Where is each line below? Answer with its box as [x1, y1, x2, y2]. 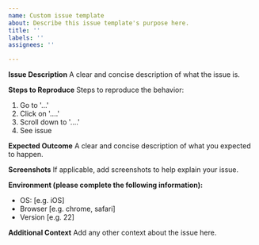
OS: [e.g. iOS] [19, 196, 65, 205]
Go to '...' [19, 101, 49, 110]
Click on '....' [19, 109, 60, 119]
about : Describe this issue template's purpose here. [8, 19, 190, 27]
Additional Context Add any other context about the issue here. [8, 228, 217, 238]
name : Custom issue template [8, 11, 105, 20]
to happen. [8, 150, 44, 159]
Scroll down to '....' [19, 117, 81, 127]
